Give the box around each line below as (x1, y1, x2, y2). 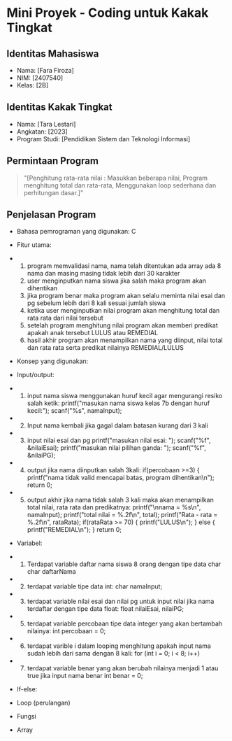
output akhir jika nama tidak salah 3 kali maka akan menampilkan (27, 495, 214, 504)
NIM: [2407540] (16, 73, 64, 82)
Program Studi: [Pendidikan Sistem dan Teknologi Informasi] (16, 134, 191, 143)
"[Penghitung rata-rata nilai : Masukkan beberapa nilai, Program (23, 174, 208, 182)
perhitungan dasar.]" (23, 188, 84, 197)
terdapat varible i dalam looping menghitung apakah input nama (27, 642, 211, 650)
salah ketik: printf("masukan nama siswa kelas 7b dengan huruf (27, 399, 210, 407)
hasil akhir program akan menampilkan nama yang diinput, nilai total (27, 336, 223, 344)
